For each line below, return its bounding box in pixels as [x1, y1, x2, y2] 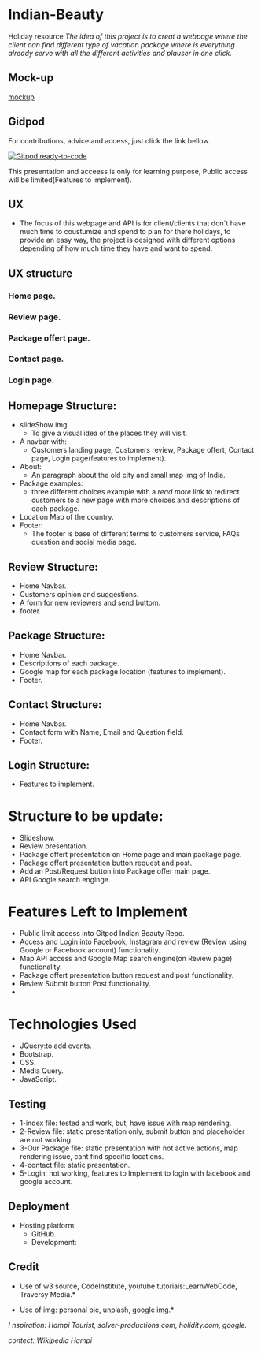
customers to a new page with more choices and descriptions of [31, 495, 241, 505]
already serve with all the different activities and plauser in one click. [8, 48, 232, 58]
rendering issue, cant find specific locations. [19, 1152, 164, 1161]
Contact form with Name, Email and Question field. [19, 727, 184, 736]
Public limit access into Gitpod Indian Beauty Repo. [19, 929, 185, 938]
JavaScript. [19, 1075, 57, 1084]
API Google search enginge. [19, 875, 111, 885]
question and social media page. [31, 538, 138, 547]
